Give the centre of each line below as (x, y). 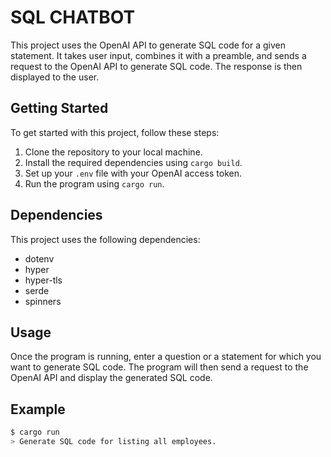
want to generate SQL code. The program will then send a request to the (159, 367)
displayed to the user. (55, 77)
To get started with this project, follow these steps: (115, 132)
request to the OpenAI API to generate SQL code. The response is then (156, 66)
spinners (43, 301)
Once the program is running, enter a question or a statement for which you (166, 357)
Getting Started (59, 108)
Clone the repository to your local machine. (113, 152)
